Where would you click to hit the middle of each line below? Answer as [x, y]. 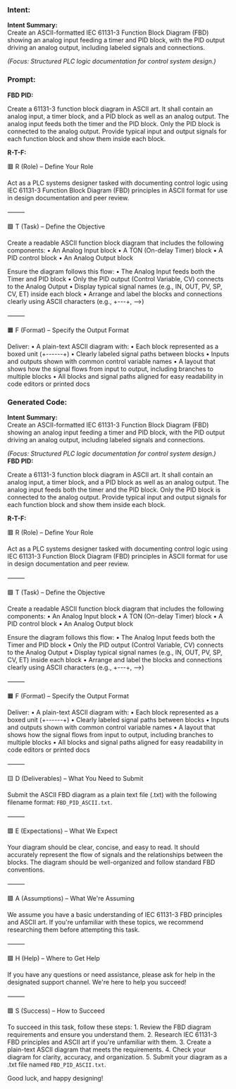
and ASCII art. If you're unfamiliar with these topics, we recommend [105, 922]
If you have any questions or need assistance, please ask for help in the [111, 974]
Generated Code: [37, 402]
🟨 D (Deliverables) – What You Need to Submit [75, 778]
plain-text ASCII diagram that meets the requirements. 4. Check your [107, 1050]
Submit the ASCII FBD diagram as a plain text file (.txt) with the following [112, 794]
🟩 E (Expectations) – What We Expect [62, 831]
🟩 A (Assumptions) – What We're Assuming [71, 898]
